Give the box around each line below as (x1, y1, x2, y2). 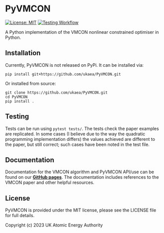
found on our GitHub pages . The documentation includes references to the (5, 174, 159, 180)
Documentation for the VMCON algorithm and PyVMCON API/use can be (5, 169, 154, 175)
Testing (5, 113, 29, 121)
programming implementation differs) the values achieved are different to (5, 136, 156, 142)
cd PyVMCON (5, 94, 28, 100)
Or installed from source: (5, 80, 56, 86)
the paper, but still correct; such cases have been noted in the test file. (5, 141, 150, 147)
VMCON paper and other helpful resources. (5, 180, 94, 186)
